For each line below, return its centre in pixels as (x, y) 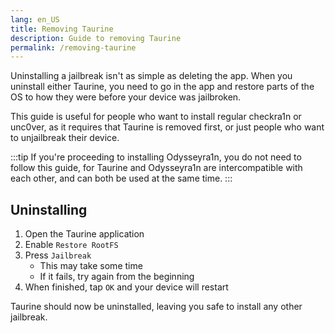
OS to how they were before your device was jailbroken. (126, 97)
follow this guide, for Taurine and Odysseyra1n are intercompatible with (156, 168)
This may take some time (91, 266)
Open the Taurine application (84, 234)
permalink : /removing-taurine (73, 47)
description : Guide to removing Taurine (96, 38)
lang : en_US (35, 19)
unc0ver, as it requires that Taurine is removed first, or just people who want (167, 127)
